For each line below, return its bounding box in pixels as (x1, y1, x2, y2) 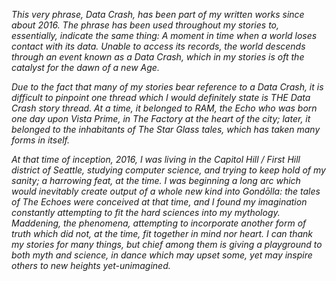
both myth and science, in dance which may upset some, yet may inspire (11, 249, 313, 261)
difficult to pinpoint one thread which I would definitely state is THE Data (11, 92, 311, 103)
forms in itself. (11, 134, 71, 146)
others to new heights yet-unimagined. (11, 260, 171, 271)
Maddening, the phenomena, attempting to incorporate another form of (11, 217, 307, 229)
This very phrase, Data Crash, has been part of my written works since (11, 9, 305, 20)
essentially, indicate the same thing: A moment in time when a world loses (11, 30, 318, 41)
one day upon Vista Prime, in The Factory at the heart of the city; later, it (11, 113, 311, 124)
